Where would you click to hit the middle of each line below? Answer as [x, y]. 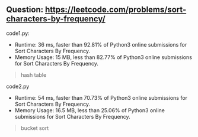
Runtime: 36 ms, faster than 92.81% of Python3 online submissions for [101, 44]
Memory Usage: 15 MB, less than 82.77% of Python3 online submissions [103, 57]
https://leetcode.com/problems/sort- [116, 10]
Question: [25, 10]
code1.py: [18, 33]
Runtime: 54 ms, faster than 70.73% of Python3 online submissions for [101, 97]
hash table [33, 75]
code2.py [18, 86]
